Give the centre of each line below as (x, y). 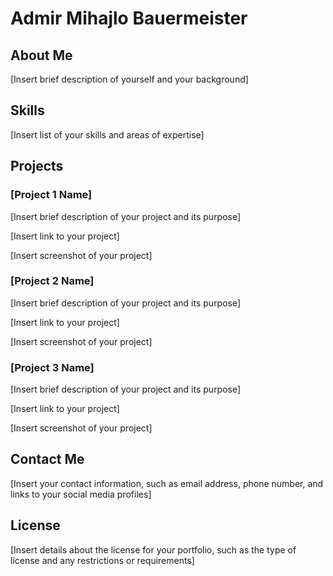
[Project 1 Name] (51, 195)
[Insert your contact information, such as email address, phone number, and (167, 483)
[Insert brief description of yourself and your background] (129, 79)
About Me (41, 55)
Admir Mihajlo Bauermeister (129, 18)
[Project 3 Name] (52, 367)
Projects (37, 166)
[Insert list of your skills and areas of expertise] (107, 134)
